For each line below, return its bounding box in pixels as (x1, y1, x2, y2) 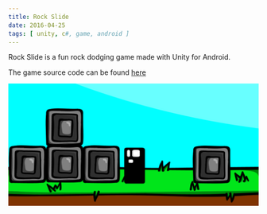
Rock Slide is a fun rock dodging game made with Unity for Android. (8, 53, 231, 62)
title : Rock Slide (8, 13, 69, 21)
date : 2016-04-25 (8, 21, 66, 29)
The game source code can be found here (8, 68, 147, 77)
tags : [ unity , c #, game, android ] (8, 29, 130, 37)
